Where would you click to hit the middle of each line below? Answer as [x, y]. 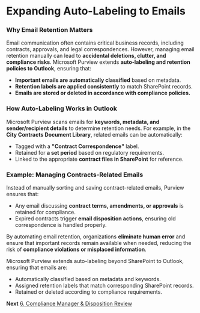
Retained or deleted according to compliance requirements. [88, 292]
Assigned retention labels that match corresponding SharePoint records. [104, 286]
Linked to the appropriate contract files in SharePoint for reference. [99, 159]
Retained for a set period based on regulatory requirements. [89, 152]
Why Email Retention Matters [50, 30]
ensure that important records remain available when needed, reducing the [99, 243]
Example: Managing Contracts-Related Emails [75, 175]
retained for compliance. [45, 212]
